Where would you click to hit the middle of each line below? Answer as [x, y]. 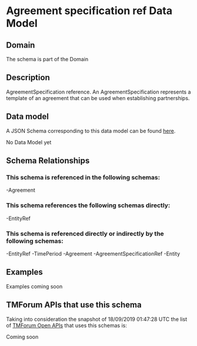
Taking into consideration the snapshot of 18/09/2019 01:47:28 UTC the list [96, 319]
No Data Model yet [29, 142]
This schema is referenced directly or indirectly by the [85, 234]
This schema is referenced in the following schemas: [83, 177]
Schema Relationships [48, 161]
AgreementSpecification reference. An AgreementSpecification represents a [98, 92]
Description [28, 78]
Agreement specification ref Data [89, 11]
